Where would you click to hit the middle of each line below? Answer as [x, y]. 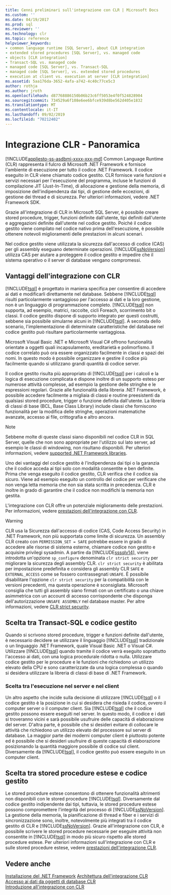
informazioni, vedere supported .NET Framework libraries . [66, 453]
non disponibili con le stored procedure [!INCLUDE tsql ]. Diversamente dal [82, 799]
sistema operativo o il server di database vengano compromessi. [73, 260]
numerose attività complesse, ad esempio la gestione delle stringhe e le [81, 384]
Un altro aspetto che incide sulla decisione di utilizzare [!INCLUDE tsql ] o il [83, 697]
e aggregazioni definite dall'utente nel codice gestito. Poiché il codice [78, 223]
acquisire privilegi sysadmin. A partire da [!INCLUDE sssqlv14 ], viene [77, 552]
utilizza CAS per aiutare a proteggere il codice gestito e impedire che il [79, 255]
